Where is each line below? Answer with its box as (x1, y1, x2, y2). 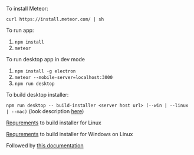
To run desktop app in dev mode (6, 56, 86, 62)
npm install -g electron (14, 68, 76, 74)
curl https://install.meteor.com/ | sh (6, 17, 104, 22)
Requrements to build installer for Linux (6, 119, 102, 126)
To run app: (6, 27, 34, 34)
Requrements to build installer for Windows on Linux (6, 131, 133, 137)
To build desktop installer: (6, 91, 69, 98)
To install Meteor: (6, 5, 48, 12)
